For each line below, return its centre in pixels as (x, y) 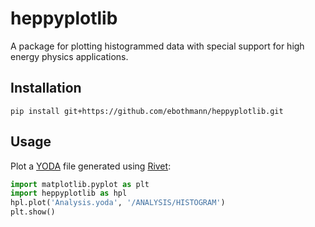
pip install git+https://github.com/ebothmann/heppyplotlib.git (147, 111)
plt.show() (33, 212)
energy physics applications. (69, 56)
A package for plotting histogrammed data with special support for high (157, 46)
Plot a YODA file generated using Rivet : (91, 166)
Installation (46, 88)
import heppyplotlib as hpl (69, 193)
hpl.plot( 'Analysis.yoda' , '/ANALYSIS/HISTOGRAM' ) (118, 203)
